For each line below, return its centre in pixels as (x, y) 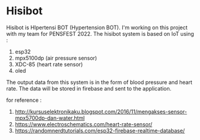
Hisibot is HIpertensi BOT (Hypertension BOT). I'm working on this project (97, 27)
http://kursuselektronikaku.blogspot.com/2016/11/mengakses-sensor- (101, 111)
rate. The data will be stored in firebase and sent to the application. (89, 88)
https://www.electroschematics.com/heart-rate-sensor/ (84, 124)
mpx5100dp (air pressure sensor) (56, 58)
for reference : (24, 100)
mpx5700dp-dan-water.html (50, 118)
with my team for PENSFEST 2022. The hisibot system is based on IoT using (100, 33)
